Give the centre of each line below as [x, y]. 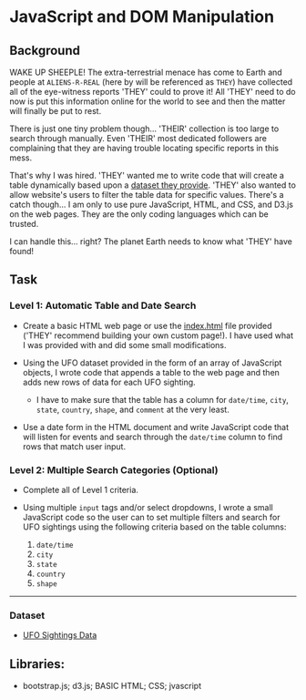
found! [22, 251]
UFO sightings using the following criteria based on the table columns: [154, 527]
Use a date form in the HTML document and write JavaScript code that [156, 427]
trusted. [24, 224]
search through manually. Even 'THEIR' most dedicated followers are [138, 138]
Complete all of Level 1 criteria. [81, 489]
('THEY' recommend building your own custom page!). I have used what [158, 335]
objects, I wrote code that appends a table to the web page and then [151, 372]
